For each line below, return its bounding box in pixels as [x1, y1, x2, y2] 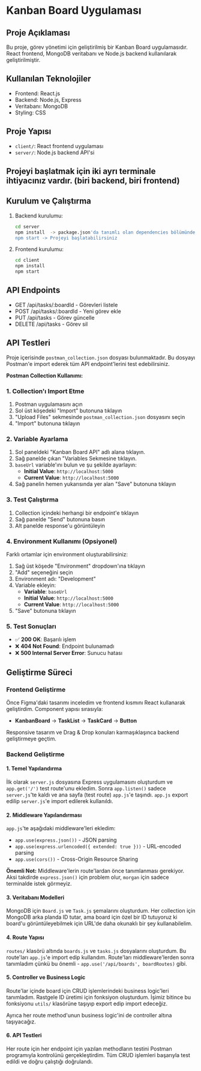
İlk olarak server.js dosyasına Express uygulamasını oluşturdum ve [6, 778, 173, 786]
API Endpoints [6, 285, 61, 296]
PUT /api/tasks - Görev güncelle [14, 314, 95, 321]
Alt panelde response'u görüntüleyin [14, 522, 105, 529]
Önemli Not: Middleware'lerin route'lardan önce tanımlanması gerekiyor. [6, 868, 185, 875]
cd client [14, 257, 40, 264]
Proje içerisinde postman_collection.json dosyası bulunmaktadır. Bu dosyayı [6, 353, 196, 361]
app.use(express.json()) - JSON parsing [14, 836, 117, 843]
